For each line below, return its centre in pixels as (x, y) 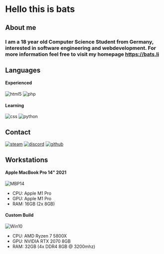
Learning (15, 105)
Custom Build (19, 215)
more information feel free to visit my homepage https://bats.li (82, 54)
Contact (18, 132)
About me (21, 28)
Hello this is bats (40, 9)
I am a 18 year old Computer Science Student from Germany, (80, 42)
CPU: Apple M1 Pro (32, 193)
